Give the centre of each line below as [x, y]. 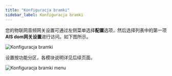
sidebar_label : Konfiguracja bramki [44, 15]
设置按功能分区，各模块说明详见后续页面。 [50, 58]
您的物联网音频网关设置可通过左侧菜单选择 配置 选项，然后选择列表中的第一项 [86, 30]
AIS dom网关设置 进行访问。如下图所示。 [48, 36]
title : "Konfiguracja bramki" [38, 10]
